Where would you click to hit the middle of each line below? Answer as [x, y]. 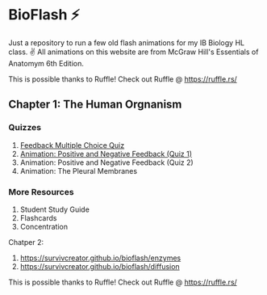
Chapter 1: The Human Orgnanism [95, 105]
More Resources [41, 192]
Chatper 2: [26, 242]
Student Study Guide [55, 209]
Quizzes [25, 128]
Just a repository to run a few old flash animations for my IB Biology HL [126, 42]
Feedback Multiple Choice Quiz [72, 145]
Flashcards [38, 217]
